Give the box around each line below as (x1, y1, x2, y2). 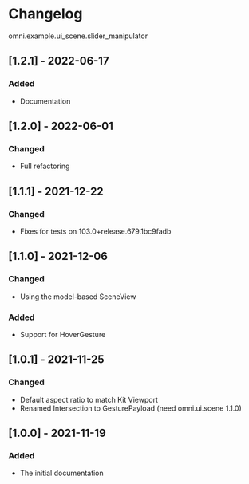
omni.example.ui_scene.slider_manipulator (8, 31, 148, 41)
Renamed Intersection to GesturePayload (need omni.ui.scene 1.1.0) (19, 403, 242, 413)
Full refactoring (19, 161, 70, 171)
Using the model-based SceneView (19, 292, 136, 301)
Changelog (8, 5, 83, 23)
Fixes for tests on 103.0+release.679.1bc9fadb (19, 226, 172, 236)
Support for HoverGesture (19, 329, 106, 339)
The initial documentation (19, 468, 104, 478)
